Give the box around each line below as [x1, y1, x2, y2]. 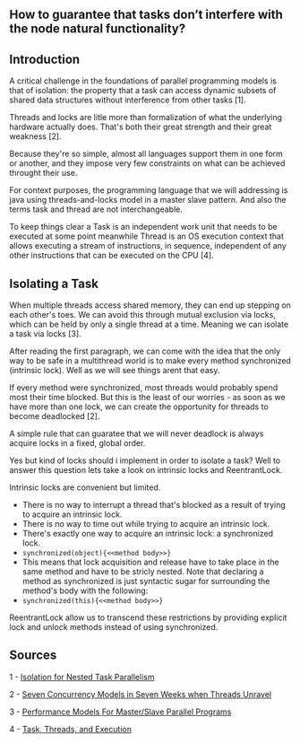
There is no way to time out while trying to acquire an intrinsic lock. [21, 519, 270, 529]
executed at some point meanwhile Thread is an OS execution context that [9, 231, 285, 241]
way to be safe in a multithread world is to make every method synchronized [9, 355, 291, 366]
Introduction [9, 51, 81, 66]
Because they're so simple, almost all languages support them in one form [9, 148, 284, 160]
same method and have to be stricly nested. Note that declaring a [21, 566, 264, 577]
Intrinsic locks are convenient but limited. [9, 482, 161, 493]
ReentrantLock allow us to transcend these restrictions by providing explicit [9, 612, 287, 623]
